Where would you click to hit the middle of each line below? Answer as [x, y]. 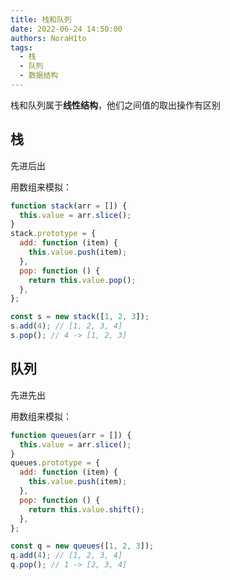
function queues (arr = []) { [71, 435]
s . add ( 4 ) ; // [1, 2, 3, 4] [66, 326]
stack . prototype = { [53, 234]
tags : [21, 47]
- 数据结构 [39, 76]
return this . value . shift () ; [86, 509]
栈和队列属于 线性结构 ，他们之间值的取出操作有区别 [115, 105]
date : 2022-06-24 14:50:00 [66, 29]
